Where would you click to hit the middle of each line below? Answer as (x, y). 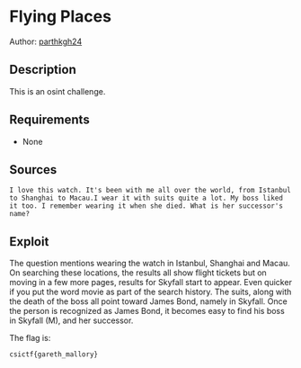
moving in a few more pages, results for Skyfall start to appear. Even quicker (150, 283)
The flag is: (30, 338)
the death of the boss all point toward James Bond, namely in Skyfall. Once (148, 301)
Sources (33, 170)
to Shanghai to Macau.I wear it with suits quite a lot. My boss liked (146, 198)
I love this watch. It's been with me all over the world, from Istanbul (150, 191)
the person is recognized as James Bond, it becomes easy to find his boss (147, 311)
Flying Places (61, 17)
